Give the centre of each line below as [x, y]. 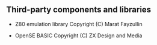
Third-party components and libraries [79, 10]
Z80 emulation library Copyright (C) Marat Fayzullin [78, 24]
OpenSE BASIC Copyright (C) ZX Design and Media [78, 36]
